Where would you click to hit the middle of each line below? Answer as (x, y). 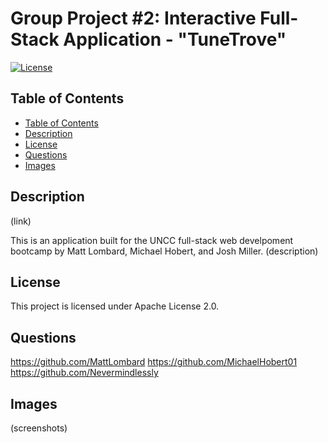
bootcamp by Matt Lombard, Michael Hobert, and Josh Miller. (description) (164, 251)
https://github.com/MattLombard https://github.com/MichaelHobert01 (154, 362)
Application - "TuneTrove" (175, 39)
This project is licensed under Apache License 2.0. (115, 306)
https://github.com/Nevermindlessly (84, 373)
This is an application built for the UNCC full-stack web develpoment (152, 240)
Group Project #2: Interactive (133, 18)
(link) (21, 221)
